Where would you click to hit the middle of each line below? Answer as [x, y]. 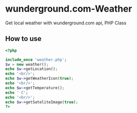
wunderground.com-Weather [69, 9]
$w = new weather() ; [27, 64]
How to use [23, 39]
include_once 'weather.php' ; [36, 60]
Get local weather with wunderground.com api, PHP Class [66, 23]
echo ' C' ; [17, 92]
